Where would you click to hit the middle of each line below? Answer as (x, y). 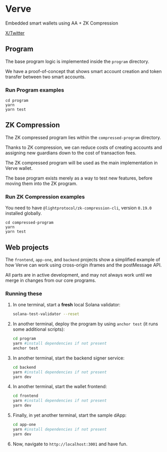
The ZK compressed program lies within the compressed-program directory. (83, 137)
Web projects (27, 247)
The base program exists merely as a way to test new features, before (79, 178)
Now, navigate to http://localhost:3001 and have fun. (70, 444)
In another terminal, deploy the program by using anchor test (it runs (85, 324)
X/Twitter (15, 33)
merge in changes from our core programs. (51, 280)
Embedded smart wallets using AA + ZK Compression (62, 23)
